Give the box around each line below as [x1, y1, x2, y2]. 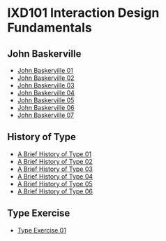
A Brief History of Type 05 [17, 179, 93, 188]
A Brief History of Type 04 [17, 172, 93, 180]
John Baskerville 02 [17, 74, 75, 82]
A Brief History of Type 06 [17, 187, 93, 195]
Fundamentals [7, 20, 92, 36]
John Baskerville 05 [17, 96, 75, 104]
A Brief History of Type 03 [17, 165, 93, 173]
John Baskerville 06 [17, 104, 75, 111]
